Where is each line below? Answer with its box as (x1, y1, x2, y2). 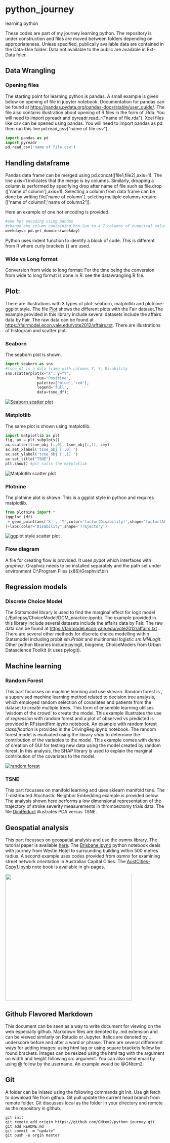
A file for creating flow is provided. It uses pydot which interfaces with (5, 557, 152, 563)
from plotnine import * (5, 510, 56, 515)
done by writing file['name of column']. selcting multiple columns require (5, 194, 157, 200)
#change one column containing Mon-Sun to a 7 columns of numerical (5, 223, 153, 229)
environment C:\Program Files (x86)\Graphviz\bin (5, 568, 108, 574)
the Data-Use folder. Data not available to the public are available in (5, 46, 146, 52)
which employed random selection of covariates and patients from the (5, 699, 152, 705)
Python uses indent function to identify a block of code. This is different (5, 237, 155, 243)
